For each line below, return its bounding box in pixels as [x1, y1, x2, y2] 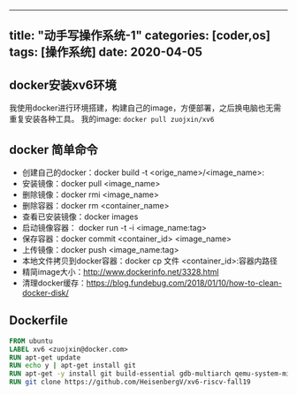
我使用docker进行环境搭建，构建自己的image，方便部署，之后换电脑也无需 [9, 103, 282, 113]
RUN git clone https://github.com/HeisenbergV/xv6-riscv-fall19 [9, 377, 251, 387]
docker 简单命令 [9, 142, 99, 157]
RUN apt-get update [9, 353, 81, 362]
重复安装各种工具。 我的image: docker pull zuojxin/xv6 [9, 114, 215, 125]
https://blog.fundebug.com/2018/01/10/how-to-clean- [86, 277, 283, 288]
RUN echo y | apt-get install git [9, 361, 137, 370]
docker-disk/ [21, 288, 69, 299]
